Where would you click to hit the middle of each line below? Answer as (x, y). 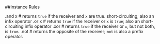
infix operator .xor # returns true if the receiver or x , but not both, (90, 26)
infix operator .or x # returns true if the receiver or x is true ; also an (72, 21)
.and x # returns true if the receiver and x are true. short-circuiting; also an (80, 16)
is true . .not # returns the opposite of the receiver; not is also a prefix (74, 31)
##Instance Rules (23, 7)
